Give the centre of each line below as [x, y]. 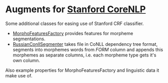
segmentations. [29, 39]
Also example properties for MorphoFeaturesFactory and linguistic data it [82, 70]
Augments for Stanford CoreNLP [76, 9]
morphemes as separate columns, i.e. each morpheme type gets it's [85, 55]
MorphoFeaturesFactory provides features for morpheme [73, 33]
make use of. [19, 75]
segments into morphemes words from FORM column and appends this [88, 49]
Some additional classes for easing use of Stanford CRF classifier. [75, 23]
